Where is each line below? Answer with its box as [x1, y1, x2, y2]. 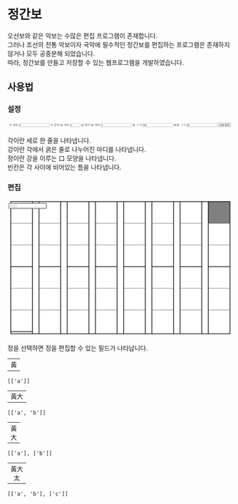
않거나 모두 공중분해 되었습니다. [7, 49, 95, 58]
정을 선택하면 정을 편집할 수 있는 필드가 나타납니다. [7, 344, 148, 353]
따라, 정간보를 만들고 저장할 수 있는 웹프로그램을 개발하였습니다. [7, 58, 185, 66]
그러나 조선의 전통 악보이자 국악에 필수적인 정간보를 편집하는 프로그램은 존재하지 [7, 40, 230, 48]
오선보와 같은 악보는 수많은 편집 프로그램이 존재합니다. [7, 31, 158, 40]
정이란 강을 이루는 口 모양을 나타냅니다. [7, 154, 116, 163]
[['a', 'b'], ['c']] [7, 490, 69, 498]
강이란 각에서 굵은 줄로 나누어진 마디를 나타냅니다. [7, 145, 147, 153]
